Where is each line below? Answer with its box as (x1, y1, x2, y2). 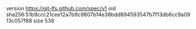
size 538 (33, 17, 54, 24)
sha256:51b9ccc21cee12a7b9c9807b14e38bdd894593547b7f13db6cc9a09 (6, 11, 191, 18)
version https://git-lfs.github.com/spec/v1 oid (6, 5, 116, 12)
